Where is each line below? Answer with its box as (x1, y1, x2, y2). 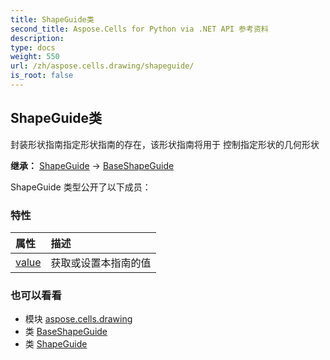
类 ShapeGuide (24, 338, 88, 350)
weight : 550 (10, 52, 60, 62)
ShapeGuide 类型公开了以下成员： (10, 181, 152, 193)
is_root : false (10, 71, 74, 81)
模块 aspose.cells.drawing (24, 313, 133, 325)
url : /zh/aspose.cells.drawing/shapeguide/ (10, 61, 195, 71)
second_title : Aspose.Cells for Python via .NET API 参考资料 (10, 24, 269, 34)
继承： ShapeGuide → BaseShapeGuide (10, 159, 175, 171)
